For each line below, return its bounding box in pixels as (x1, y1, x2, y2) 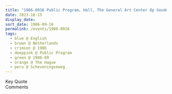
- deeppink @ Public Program (10, 50, 72, 55)
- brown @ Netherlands (10, 41, 58, 46)
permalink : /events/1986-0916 (5, 27, 70, 32)
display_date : (5, 17, 36, 22)
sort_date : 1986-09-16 (5, 21, 54, 27)
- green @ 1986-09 (10, 55, 50, 60)
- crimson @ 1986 (10, 45, 47, 51)
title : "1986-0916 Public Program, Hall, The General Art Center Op (5, 7, 155, 13)
